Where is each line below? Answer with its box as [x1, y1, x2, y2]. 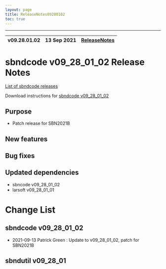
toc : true [5, 16, 26, 21]
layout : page [5, 7, 32, 12]
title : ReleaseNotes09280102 [5, 12, 65, 17]
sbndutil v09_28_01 [5, 257, 67, 265]
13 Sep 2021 [45, 37, 77, 44]
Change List [5, 204, 56, 215]
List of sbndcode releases [5, 83, 58, 89]
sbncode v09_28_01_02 [12, 181, 60, 187]
